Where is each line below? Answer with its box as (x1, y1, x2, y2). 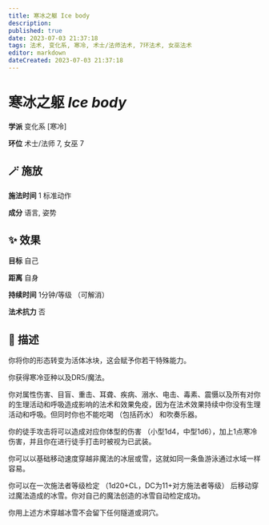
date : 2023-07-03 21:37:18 (8, 34, 98, 42)
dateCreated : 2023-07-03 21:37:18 (8, 57, 124, 65)
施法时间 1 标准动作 (8, 190, 72, 200)
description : (8, 19, 52, 27)
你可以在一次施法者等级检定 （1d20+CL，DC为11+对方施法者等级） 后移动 (8, 481, 252, 491)
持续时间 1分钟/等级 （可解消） (8, 290, 110, 300)
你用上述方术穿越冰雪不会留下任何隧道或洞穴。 (8, 508, 163, 518)
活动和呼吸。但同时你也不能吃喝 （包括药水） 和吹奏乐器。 (8, 410, 202, 419)
